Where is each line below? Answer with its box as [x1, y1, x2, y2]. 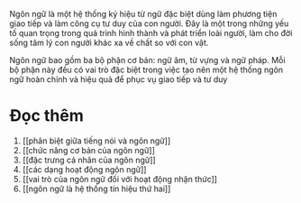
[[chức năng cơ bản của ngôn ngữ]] [22, 144, 156, 155]
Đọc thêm [9, 106, 84, 126]
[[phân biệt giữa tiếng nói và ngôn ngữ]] [22, 135, 171, 146]
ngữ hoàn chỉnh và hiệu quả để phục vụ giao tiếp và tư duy [9, 74, 228, 85]
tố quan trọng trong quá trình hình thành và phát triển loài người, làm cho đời [9, 28, 293, 38]
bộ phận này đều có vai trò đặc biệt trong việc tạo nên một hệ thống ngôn [9, 64, 284, 75]
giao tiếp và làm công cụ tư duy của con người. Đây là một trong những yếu [9, 18, 289, 29]
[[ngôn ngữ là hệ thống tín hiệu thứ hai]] [22, 183, 171, 194]
